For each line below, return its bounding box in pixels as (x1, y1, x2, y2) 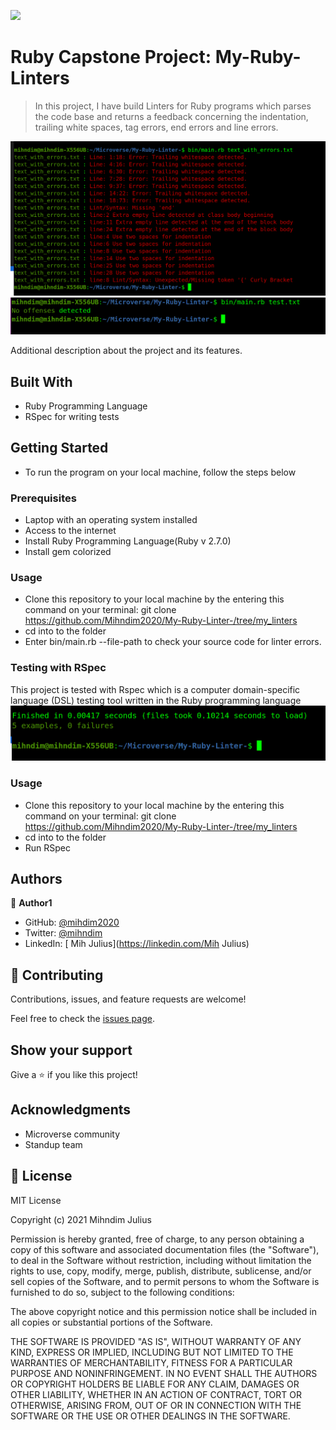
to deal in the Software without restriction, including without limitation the (10, 1254, 312, 1266)
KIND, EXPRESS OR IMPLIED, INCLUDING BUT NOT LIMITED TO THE (10, 1346, 294, 1358)
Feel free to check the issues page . (10, 1013, 155, 1025)
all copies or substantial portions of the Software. (10, 1316, 213, 1328)
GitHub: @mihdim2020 (24, 916, 120, 929)
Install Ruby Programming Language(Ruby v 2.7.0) (24, 535, 232, 547)
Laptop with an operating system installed (24, 514, 198, 526)
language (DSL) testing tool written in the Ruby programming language (10, 694, 302, 706)
